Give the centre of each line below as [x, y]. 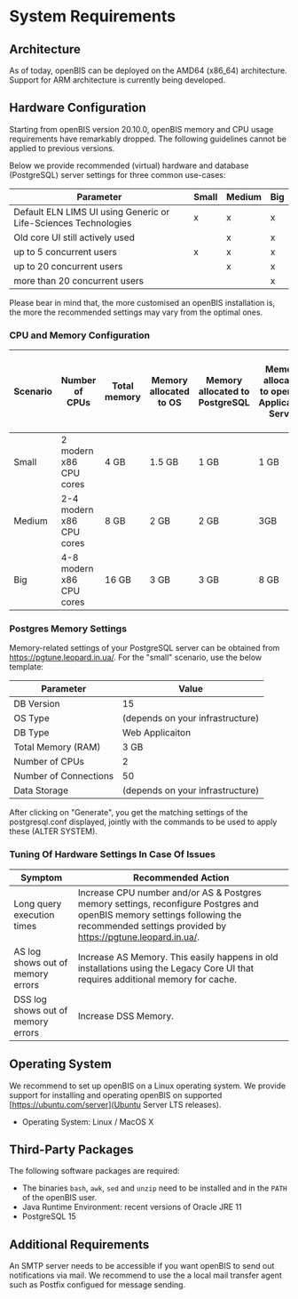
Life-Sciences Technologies [73, 222]
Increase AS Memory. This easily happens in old [178, 957]
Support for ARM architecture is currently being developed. [118, 80]
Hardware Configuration [78, 108]
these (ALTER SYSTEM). [53, 831]
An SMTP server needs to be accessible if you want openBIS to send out [142, 1266]
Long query [38, 903]
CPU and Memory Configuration [80, 335]
